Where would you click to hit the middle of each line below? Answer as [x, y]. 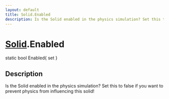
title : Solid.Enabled [28, 15]
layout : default [22, 10]
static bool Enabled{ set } [31, 58]
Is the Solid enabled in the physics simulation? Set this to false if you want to [84, 86]
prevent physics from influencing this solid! [50, 91]
